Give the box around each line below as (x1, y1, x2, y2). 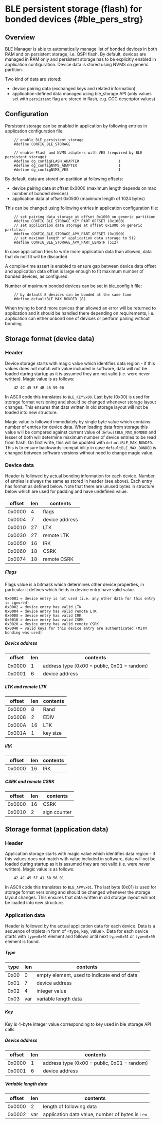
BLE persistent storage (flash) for (5, 3, 142, 15)
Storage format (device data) (5, 335, 95, 343)
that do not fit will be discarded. (5, 254, 69, 259)
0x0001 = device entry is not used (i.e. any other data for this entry (5, 596, 156, 601)
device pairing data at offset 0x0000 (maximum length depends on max (12, 185, 157, 191)
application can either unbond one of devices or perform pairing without (5, 315, 150, 321)
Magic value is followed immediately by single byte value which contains (5, 418, 151, 424)
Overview (5, 33, 36, 41)
